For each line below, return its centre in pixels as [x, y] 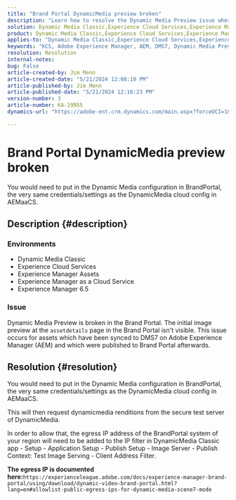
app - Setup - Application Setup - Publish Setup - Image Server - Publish [113, 448]
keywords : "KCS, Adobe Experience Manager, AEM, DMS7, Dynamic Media [111, 46]
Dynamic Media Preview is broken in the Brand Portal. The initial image [110, 322]
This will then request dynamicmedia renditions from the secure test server [116, 412]
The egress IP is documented [51, 469]
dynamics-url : [28, 112]
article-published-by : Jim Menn [54, 86]
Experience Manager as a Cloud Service [76, 282]
